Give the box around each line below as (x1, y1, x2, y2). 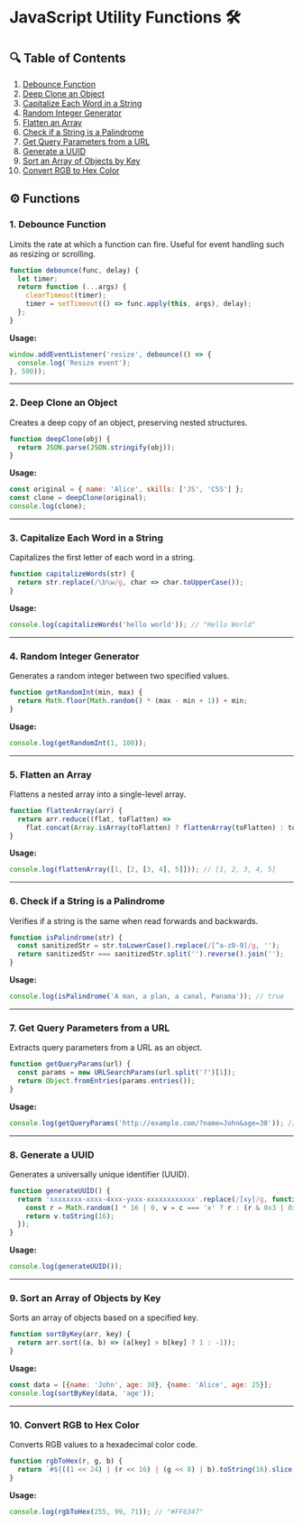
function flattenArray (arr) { (9, 806, 124, 815)
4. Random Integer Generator (9, 650, 140, 662)
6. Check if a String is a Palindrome (9, 895, 165, 908)
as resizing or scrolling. (9, 248, 96, 259)
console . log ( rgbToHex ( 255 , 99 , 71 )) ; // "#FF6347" (9, 1507, 204, 1516)
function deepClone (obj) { (9, 434, 111, 443)
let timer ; (17, 274, 59, 283)
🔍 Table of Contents (9, 51, 126, 66)
